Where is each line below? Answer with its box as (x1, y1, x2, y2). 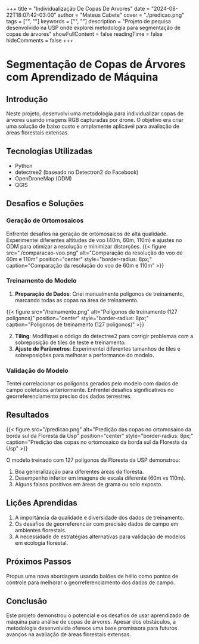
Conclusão (6, 596, 48, 606)
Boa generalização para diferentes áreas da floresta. (14, 468, 144, 475)
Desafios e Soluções (6, 198, 84, 208)
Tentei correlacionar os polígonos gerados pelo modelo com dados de (6, 380, 179, 387)
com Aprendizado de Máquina (6, 70, 158, 84)
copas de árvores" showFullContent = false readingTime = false (6, 30, 163, 38)
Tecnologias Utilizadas (6, 146, 93, 157)
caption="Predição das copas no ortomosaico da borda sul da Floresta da (6, 438, 188, 446)
